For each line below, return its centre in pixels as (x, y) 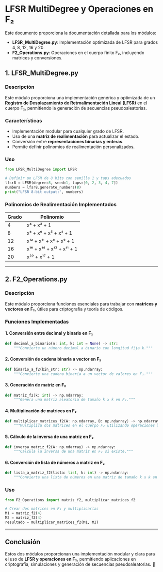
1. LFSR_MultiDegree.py (42, 73)
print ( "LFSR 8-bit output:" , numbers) (44, 192)
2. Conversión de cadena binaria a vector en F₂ (53, 359)
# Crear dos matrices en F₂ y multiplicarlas (52, 509)
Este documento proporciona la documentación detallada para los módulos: (81, 33)
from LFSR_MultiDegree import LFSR (41, 170)
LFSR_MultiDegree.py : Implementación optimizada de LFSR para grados (85, 42)
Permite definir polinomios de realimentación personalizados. (73, 147)
